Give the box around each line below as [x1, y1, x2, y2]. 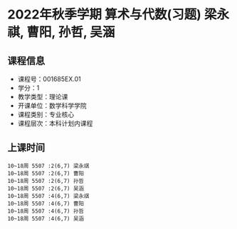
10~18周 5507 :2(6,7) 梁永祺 [7, 162, 90, 169]
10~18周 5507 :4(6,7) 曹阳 [7, 200, 84, 207]
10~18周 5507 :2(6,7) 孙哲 [7, 177, 84, 184]
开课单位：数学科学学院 [17, 101, 87, 110]
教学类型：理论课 [17, 93, 68, 101]
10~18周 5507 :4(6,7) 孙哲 [7, 207, 84, 215]
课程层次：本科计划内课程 [17, 119, 93, 128]
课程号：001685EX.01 [17, 75, 81, 83]
